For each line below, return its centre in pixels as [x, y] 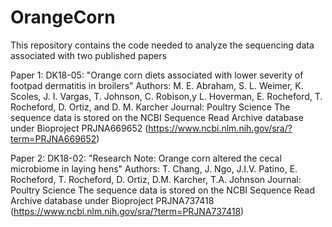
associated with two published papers [88, 55]
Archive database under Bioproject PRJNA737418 [112, 200]
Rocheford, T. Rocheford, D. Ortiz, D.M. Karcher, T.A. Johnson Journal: [156, 179]
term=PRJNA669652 [53, 138]
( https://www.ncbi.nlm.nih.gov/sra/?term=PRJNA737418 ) [127, 211]
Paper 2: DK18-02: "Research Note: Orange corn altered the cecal [146, 158]
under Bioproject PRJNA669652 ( [79, 128]
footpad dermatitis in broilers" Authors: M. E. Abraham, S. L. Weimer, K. [157, 85]
